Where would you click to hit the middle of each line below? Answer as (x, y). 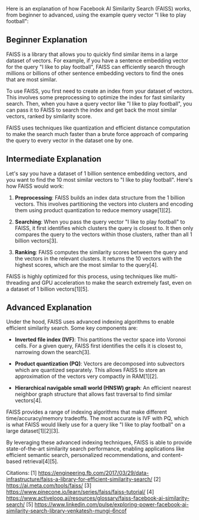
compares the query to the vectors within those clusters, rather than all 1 (103, 234)
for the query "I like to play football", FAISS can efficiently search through (96, 67)
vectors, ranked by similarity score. (49, 116)
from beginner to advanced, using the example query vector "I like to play (96, 15)
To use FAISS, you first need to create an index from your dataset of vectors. (100, 91)
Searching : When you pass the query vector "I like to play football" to (100, 222)
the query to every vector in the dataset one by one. (70, 140)
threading (18, 282)
